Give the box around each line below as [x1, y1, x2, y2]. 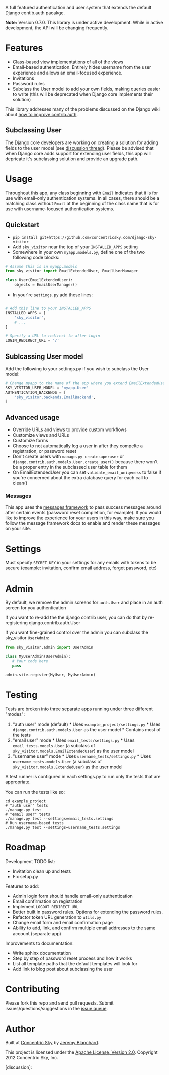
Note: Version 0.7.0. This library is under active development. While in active [5, 20, 163, 25]
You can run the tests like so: [5, 789, 65, 795]
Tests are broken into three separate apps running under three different [5, 706, 153, 712]
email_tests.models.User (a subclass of [12, 742, 96, 748]
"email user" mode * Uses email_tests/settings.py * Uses [12, 737, 135, 743]
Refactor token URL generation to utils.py [12, 914, 102, 920]
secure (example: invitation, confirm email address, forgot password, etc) [5, 565, 157, 571]
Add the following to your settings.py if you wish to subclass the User [5, 365, 149, 372]
